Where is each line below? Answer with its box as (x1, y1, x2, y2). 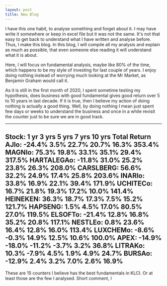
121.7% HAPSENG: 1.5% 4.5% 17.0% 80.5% (5, 202, 143, 211)
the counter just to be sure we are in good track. (5, 113, 104, 119)
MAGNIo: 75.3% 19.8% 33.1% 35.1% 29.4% (5, 148, 142, 157)
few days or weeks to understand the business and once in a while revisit (5, 108, 156, 114)
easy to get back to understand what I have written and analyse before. (5, 36, 152, 42)
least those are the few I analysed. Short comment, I (5, 276, 112, 282)
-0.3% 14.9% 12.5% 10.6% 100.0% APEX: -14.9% (5, 233, 162, 242)
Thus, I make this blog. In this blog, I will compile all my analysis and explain (5, 41, 161, 47)
